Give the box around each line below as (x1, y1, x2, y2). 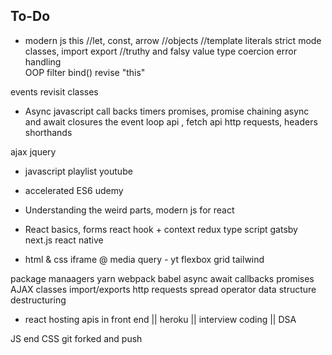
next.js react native (24, 234, 104, 246)
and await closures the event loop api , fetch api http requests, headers (24, 115, 318, 128)
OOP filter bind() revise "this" (24, 66, 146, 78)
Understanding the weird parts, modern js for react (24, 204, 235, 216)
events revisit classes (10, 85, 99, 98)
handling (24, 55, 62, 68)
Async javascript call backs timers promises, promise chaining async (24, 105, 310, 117)
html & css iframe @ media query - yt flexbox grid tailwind (24, 253, 265, 265)
